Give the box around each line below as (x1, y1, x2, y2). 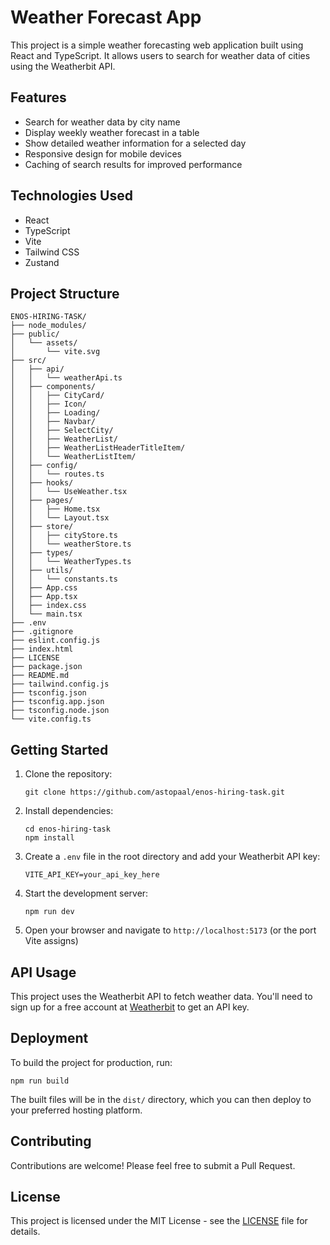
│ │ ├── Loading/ (10, 408, 101, 418)
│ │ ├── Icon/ (10, 399, 87, 410)
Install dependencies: (24, 805, 114, 817)
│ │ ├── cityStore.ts (10, 531, 118, 541)
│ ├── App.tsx (10, 592, 78, 602)
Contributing (10, 1133, 92, 1150)
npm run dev (24, 907, 75, 917)
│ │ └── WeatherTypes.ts (10, 557, 132, 567)
